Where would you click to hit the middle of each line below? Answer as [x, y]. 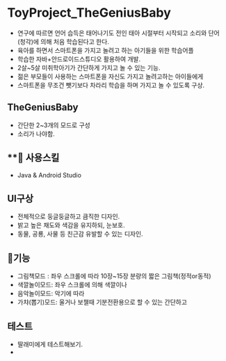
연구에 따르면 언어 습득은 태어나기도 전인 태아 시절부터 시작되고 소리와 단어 [119, 33]
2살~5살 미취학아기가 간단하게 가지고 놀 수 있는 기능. [89, 67]
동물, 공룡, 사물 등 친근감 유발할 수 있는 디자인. [80, 234]
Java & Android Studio [49, 175]
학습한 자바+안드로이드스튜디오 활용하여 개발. [79, 59]
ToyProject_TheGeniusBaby [89, 13]
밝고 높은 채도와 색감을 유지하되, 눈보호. [71, 225]
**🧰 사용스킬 [33, 158]
